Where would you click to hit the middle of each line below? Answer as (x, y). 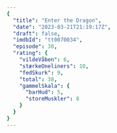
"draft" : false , (37, 33)
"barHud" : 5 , (44, 92)
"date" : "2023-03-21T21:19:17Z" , (62, 27)
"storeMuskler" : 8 (52, 99)
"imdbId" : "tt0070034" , (48, 40)
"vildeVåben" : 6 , (45, 60)
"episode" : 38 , (35, 46)
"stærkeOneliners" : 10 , (54, 66)
